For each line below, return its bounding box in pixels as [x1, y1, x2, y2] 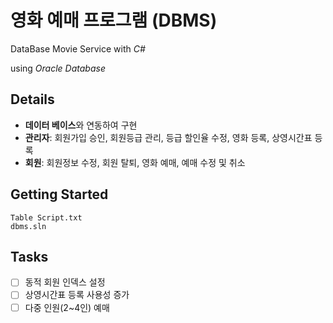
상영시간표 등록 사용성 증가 [24, 289, 130, 301]
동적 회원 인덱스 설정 [24, 276, 106, 288]
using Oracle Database [10, 62, 106, 74]
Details [10, 91, 55, 108]
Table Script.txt [10, 212, 83, 223]
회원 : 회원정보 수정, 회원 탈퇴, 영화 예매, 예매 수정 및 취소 [24, 156, 246, 168]
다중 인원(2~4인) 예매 [24, 301, 110, 313]
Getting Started [10, 186, 109, 203]
